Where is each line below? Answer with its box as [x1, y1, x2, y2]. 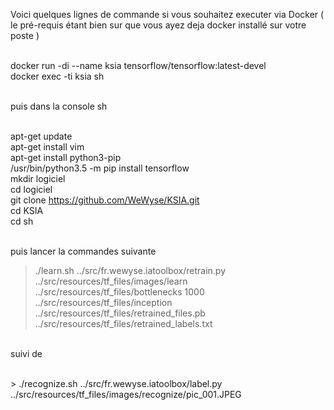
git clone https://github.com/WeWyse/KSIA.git [10, 194, 200, 206]
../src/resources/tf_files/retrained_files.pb [34, 307, 206, 319]
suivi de [10, 348, 43, 359]
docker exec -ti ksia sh [10, 70, 105, 82]
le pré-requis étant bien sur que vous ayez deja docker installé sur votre [10, 19, 307, 31]
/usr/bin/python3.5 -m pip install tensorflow [10, 162, 190, 174]
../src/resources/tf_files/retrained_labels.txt [34, 318, 213, 329]
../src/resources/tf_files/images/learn [34, 275, 188, 287]
